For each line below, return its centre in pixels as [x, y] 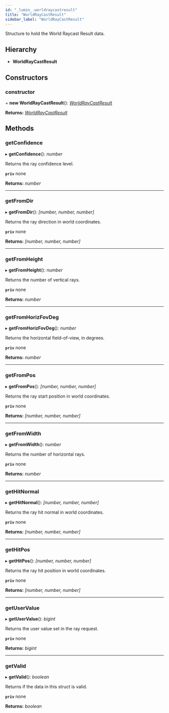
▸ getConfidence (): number [34, 154]
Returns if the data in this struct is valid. [46, 687]
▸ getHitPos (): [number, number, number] [48, 561]
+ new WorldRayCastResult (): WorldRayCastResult [59, 103]
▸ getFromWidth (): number [33, 445]
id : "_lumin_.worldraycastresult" [41, 10]
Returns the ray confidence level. [39, 163]
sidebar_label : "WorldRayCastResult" [45, 19]
